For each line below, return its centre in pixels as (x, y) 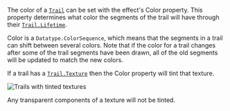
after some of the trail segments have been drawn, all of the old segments (113, 52)
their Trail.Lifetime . (37, 24)
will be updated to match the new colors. (65, 60)
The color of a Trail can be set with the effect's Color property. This (105, 10)
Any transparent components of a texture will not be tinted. (91, 100)
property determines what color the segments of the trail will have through (113, 17)
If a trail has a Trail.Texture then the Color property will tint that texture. (111, 73)
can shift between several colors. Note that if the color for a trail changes (112, 45)
